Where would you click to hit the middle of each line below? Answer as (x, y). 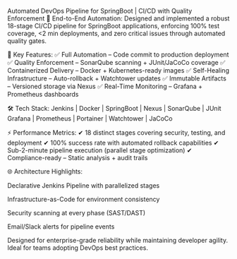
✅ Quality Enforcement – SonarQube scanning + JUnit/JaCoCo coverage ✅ (116, 62)
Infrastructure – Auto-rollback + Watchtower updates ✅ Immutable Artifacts (117, 78)
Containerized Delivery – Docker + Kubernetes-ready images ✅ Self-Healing (118, 70)
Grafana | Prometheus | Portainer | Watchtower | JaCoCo (90, 119)
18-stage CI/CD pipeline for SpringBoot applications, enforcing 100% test (114, 26)
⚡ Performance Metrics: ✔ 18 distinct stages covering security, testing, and (116, 133)
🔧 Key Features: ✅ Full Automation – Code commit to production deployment (118, 54)
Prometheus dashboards (43, 94)
